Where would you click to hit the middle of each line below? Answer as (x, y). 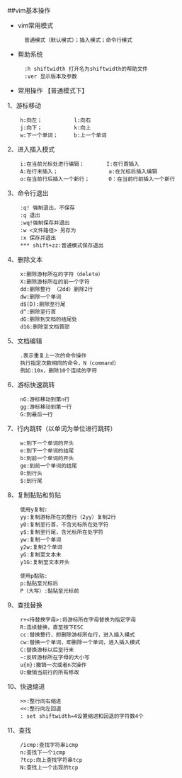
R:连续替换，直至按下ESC (52, 627)
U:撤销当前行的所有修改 (50, 673)
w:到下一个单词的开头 (47, 443)
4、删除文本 (25, 259)
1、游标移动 (24, 105)
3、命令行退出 (28, 193)
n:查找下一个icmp (43, 753)
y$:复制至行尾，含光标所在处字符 (62, 532)
